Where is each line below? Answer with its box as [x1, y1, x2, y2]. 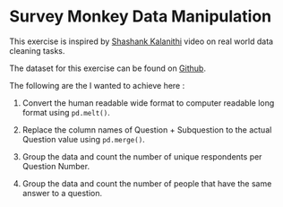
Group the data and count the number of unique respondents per [21, 151, 262, 162]
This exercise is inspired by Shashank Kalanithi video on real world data [9, 36, 274, 47]
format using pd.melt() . [21, 107, 110, 117]
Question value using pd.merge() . [21, 134, 145, 144]
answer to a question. [21, 187, 103, 198]
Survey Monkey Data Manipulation [9, 6, 272, 27]
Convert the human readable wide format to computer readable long [21, 97, 275, 108]
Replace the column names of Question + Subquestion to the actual [21, 124, 272, 135]
